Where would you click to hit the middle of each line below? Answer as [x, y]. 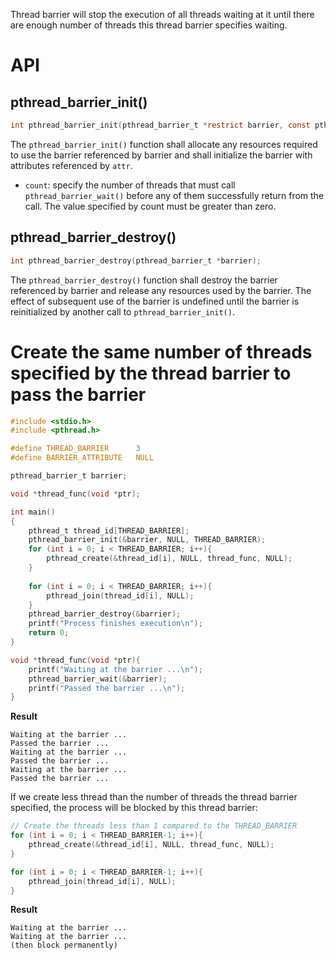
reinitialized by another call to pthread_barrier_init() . [122, 311]
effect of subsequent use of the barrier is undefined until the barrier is [155, 301]
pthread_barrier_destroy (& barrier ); [105, 614]
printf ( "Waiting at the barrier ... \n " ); [115, 669]
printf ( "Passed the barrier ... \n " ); [107, 688]
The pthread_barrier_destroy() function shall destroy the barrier [144, 280]
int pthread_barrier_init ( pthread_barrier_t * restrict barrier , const [160, 125]
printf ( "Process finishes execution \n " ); [115, 624]
